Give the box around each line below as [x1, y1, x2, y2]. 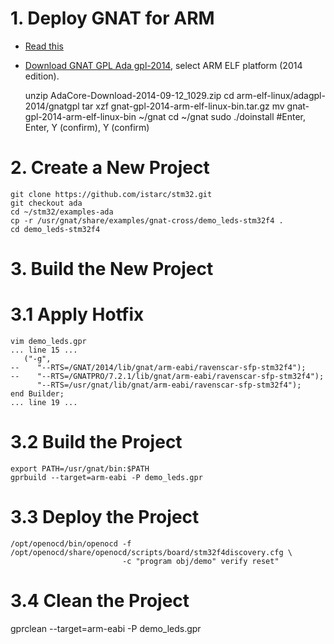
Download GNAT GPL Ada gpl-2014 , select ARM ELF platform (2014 [24, 59, 303, 71]
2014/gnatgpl [24, 100, 80, 112]
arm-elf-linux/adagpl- [236, 89, 326, 101]
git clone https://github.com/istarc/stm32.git [10, 189, 213, 199]
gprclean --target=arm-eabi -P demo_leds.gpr [10, 622, 202, 634]
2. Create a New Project [10, 157, 210, 179]
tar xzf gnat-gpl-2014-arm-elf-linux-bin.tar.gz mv [81, 100, 285, 112]
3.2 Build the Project [10, 431, 183, 454]
